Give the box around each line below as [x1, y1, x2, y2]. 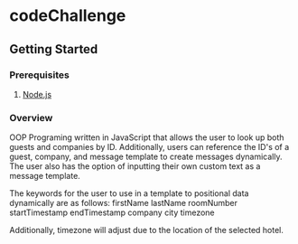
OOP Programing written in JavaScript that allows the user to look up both [9, 132, 284, 143]
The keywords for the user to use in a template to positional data [9, 188, 249, 199]
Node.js [22, 89, 52, 99]
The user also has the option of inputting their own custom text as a [9, 161, 261, 172]
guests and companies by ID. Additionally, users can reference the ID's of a [9, 142, 290, 153]
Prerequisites [9, 69, 70, 81]
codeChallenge [9, 5, 126, 26]
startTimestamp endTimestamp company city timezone [9, 207, 215, 218]
